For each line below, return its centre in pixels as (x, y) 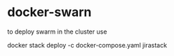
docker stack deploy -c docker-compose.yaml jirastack (87, 45)
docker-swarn (49, 12)
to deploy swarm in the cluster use (57, 31)
